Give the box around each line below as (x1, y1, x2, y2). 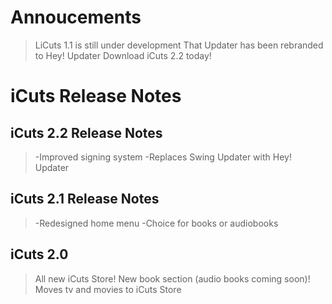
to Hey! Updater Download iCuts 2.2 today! (34, 49, 212, 61)
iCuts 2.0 (10, 246, 69, 263)
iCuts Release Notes (10, 85, 182, 108)
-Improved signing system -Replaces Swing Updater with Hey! (34, 151, 292, 163)
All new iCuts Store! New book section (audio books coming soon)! (34, 272, 311, 285)
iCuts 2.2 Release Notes (10, 124, 163, 141)
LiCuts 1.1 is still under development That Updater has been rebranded (34, 39, 324, 51)
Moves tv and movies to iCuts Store (34, 283, 182, 295)
